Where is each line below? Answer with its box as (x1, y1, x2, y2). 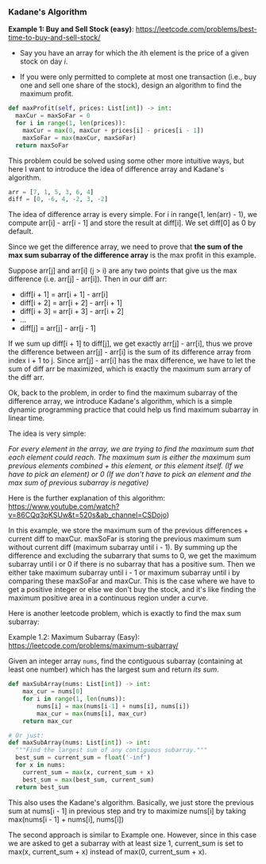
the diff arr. (8, 373, 45, 382)
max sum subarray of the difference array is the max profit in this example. (8, 250, 256, 260)
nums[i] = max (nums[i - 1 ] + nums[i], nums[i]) (37, 702, 191, 710)
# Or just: (8, 731, 44, 739)
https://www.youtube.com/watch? (8, 502, 120, 511)
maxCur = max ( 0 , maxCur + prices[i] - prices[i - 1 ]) (22, 126, 204, 134)
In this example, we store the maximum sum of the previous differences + (8, 525, 249, 535)
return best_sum (15, 783, 69, 791)
